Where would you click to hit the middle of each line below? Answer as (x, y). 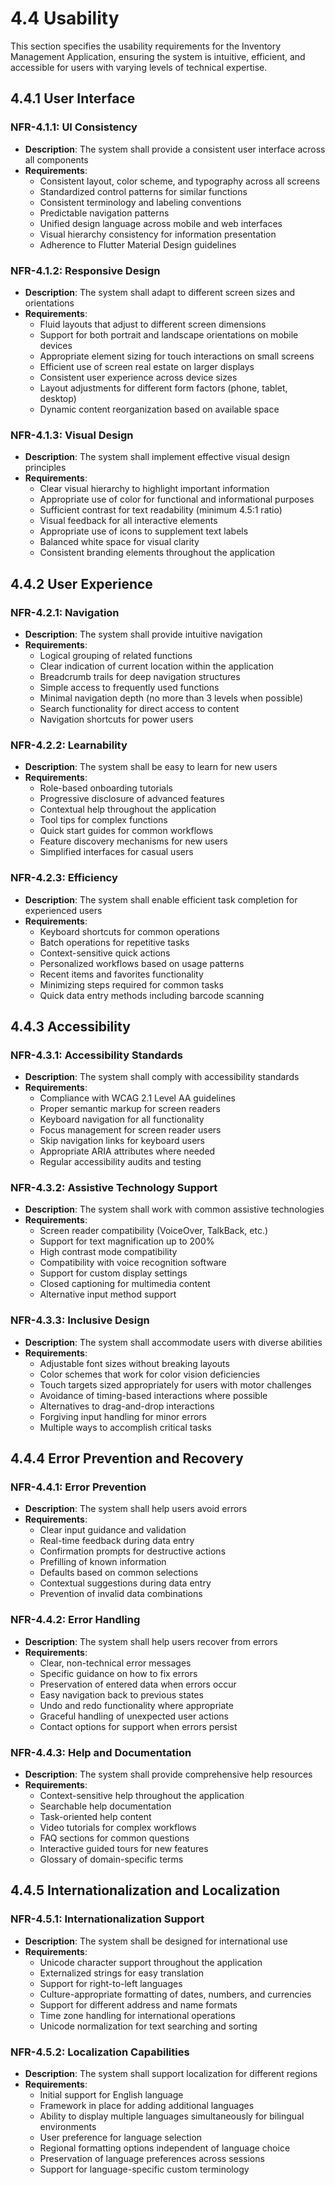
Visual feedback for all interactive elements (128, 521)
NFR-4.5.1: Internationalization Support (107, 1919)
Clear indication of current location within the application (157, 666)
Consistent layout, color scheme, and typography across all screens (180, 181)
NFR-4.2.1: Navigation (65, 612)
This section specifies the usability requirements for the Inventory (146, 46)
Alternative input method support (108, 1294)
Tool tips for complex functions (103, 820)
